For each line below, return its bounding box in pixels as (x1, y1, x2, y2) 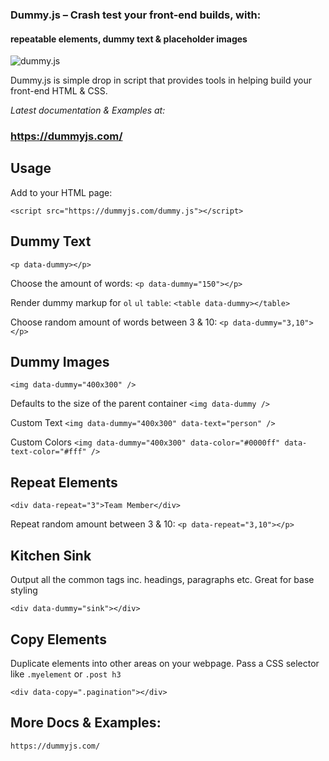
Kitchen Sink (10, 547, 92, 564)
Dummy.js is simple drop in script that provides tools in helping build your (10, 74, 313, 87)
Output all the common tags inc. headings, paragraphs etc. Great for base (10, 574, 315, 586)
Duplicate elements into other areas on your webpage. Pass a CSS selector (10, 657, 320, 669)
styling (10, 584, 38, 597)
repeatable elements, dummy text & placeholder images (10, 33, 248, 45)
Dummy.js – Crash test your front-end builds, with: (10, 8, 262, 22)
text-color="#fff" (10, 447, 87, 457)
